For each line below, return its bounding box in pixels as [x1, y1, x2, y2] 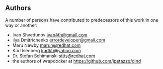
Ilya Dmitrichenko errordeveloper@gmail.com [12, 37, 106, 43]
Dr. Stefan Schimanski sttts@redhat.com [12, 53, 95, 59]
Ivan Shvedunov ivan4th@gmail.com [12, 32, 88, 37]
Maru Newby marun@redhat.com [12, 42, 81, 48]
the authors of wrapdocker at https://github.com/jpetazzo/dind [12, 58, 141, 64]
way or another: [5, 22, 38, 28]
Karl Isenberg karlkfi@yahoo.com [12, 47, 81, 53]
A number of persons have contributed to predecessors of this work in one [5, 17, 159, 23]
